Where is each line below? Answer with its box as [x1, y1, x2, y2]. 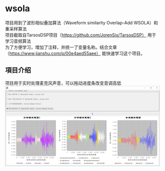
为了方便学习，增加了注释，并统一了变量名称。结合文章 [5, 44, 117, 50]
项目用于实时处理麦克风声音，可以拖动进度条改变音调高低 [5, 80, 121, 86]
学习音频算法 [5, 38, 31, 44]
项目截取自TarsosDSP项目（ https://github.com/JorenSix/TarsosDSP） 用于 [5, 32, 156, 38]
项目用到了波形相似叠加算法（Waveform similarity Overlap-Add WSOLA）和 [5, 20, 159, 25]
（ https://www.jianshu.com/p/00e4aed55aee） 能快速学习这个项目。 [5, 50, 145, 56]
